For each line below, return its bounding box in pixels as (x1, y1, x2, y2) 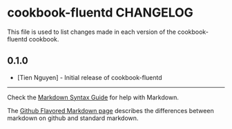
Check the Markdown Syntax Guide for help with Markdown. (7, 93, 180, 101)
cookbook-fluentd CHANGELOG (7, 5, 193, 21)
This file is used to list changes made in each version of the (7, 28, 176, 36)
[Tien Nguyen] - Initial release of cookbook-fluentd (17, 73, 162, 81)
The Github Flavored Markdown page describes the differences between (7, 106, 214, 115)
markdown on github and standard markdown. (7, 114, 139, 122)
